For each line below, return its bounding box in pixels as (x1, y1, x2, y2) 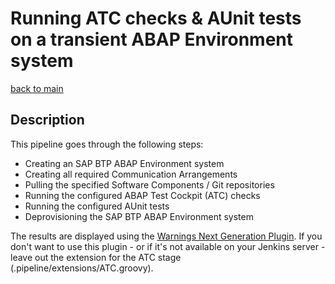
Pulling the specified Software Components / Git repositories (24, 178, 275, 191)
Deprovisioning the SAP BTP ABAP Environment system (24, 210, 254, 222)
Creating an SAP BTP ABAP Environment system (24, 157, 225, 169)
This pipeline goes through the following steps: (10, 138, 204, 150)
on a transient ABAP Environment (10, 28, 294, 51)
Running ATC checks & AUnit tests (10, 7, 302, 30)
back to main (10, 82, 64, 94)
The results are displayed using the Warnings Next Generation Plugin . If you (10, 230, 323, 242)
